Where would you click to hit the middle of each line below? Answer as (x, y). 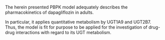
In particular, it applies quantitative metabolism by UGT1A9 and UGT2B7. (78, 22)
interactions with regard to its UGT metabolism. (64, 32)
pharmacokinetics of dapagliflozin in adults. (49, 12)
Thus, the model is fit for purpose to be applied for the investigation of (76, 27)
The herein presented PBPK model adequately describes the (66, 7)
